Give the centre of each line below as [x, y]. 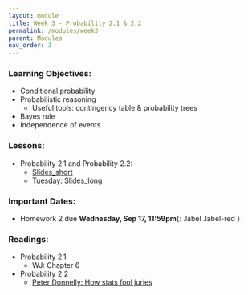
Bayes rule [37, 116]
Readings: [28, 239]
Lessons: [27, 146]
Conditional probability [57, 91]
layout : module [34, 16]
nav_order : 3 [30, 46]
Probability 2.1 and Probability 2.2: [76, 163]
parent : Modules [35, 38]
